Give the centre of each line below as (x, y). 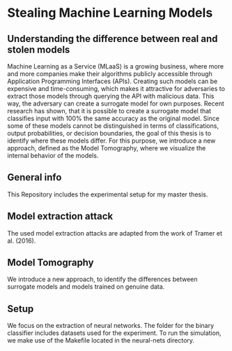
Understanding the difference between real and (113, 39)
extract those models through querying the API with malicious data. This (111, 96)
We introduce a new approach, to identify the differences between (102, 279)
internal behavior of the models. (53, 156)
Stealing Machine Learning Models (110, 13)
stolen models (39, 49)
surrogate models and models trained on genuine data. (86, 287)
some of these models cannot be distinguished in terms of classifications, (113, 126)
